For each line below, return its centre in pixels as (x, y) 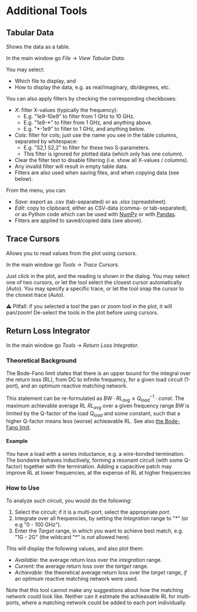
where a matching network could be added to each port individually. (104, 603)
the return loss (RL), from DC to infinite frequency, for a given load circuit (95, 379)
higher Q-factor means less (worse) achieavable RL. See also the (85, 421)
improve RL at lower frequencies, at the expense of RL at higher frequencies (98, 473)
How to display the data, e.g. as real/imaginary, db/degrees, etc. (92, 87)
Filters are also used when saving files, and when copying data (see (97, 173)
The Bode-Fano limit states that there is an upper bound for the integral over (98, 373)
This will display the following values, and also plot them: (75, 548)
